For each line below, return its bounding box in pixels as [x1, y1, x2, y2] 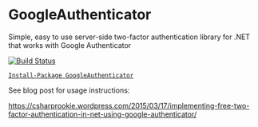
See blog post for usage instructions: [8, 85, 130, 95]
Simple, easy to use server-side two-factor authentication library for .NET [8, 32, 250, 42]
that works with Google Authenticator [8, 40, 132, 50]
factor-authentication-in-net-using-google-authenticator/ [8, 109, 197, 119]
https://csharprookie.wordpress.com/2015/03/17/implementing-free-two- [8, 101, 250, 110]
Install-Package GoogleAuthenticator [8, 71, 134, 79]
